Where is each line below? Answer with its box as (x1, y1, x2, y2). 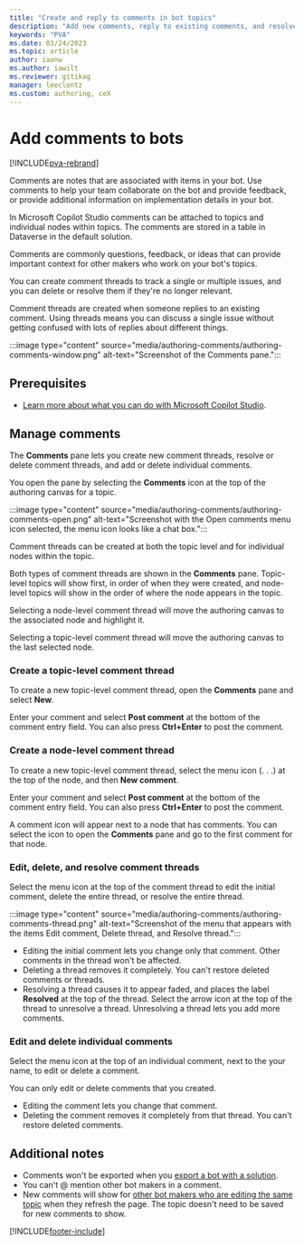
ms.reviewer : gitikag (9, 72, 91, 81)
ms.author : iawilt (9, 64, 79, 73)
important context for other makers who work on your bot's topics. (9, 259, 258, 270)
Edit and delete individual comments (9, 1035, 174, 1048)
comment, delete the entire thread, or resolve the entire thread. (9, 890, 244, 901)
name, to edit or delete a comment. (9, 1065, 140, 1077)
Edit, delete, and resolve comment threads (9, 860, 200, 873)
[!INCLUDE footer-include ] (9, 1226, 106, 1237)
